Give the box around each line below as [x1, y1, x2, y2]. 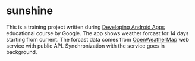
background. [6, 48, 37, 55]
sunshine [6, 4, 54, 18]
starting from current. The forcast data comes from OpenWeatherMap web [6, 36, 189, 43]
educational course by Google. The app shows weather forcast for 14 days [6, 29, 189, 36]
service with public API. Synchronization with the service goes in [6, 42, 165, 49]
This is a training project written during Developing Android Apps [6, 23, 165, 30]
